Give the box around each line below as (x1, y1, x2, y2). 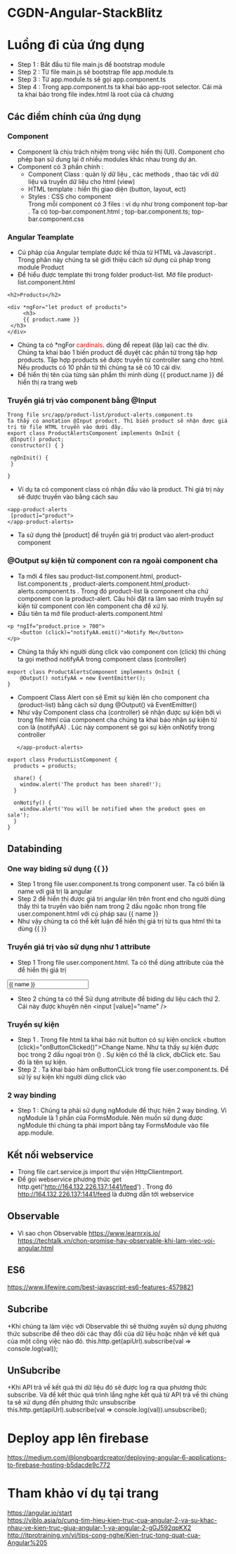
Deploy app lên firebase (7, 1430, 149, 1446)
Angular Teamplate (7, 232, 74, 242)
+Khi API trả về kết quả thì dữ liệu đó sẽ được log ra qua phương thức (7, 1383, 207, 1392)
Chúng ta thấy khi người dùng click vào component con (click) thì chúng (17, 647, 226, 656)
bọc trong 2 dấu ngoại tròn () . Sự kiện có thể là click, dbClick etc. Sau (17, 1050, 221, 1058)
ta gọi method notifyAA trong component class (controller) (17, 654, 187, 663)
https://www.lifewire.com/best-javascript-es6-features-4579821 (7, 1283, 194, 1291)
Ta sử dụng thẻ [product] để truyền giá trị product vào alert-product (17, 531, 214, 539)
